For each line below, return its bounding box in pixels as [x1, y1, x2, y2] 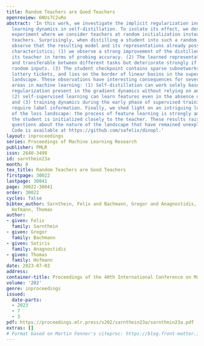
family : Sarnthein [12, 223, 59, 229]
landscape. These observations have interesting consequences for [12, 76, 183, 83]
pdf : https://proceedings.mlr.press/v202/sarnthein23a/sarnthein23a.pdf [6, 319, 194, 325]
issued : [6, 291, 26, 297]
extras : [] [6, 325, 34, 331]
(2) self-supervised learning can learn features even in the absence [12, 93, 194, 100]
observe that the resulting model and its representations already [12, 43, 186, 49]
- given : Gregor [6, 229, 47, 235]
